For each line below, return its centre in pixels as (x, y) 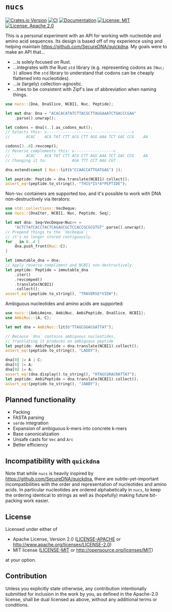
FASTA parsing (28, 417)
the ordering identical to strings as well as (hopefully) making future (77, 495)
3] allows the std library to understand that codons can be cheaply (83, 73)
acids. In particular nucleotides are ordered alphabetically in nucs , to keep (83, 490)
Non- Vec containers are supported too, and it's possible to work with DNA (83, 194)
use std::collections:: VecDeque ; (41, 208)
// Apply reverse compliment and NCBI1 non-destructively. (70, 265)
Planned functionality (41, 400)
